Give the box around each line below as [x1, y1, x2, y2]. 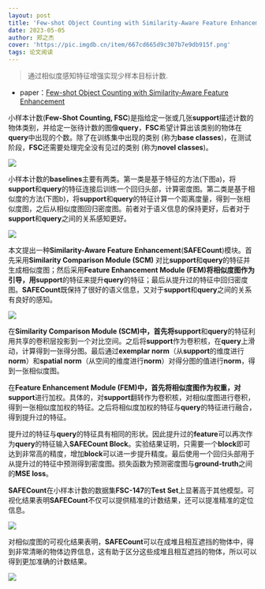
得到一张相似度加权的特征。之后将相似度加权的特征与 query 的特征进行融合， [8, 402, 256, 412]
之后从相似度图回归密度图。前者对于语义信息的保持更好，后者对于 [35, 204, 250, 213]
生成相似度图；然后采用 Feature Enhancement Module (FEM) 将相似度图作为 [8, 266, 255, 274]
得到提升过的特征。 [8, 413, 71, 421]
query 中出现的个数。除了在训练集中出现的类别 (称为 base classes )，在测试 [8, 133, 252, 142]
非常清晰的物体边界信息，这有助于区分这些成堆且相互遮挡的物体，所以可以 [14, 547, 257, 556]
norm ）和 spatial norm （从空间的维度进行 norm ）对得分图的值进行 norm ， [8, 357, 248, 365]
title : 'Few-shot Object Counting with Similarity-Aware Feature [8, 19, 227, 27]
